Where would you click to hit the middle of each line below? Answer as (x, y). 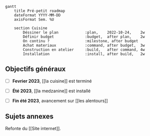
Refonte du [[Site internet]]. (33, 128)
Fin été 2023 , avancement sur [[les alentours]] (60, 101)
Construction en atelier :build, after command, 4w (84, 50)
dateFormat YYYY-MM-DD (37, 15)
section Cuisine (31, 28)
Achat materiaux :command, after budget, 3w (84, 45)
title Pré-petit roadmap (40, 11)
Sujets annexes (29, 117)
